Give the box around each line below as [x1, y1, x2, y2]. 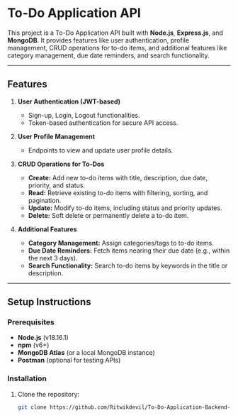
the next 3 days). [28, 253, 78, 262]
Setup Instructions [7, 296, 91, 308]
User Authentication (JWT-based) [17, 97, 121, 106]
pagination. [28, 196, 62, 204]
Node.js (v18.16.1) [17, 334, 69, 342]
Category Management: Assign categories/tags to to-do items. [28, 238, 214, 247]
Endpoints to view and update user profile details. [28, 145, 174, 154]
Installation [7, 374, 47, 384]
